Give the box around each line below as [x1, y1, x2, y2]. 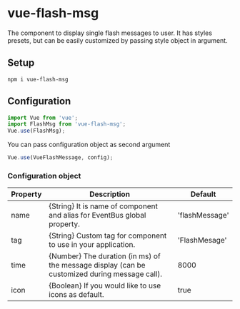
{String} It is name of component [49, 201, 159, 211]
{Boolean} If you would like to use [49, 280, 161, 290]
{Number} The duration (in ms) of [49, 251, 161, 261]
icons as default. [49, 290, 105, 300]
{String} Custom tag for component [49, 231, 167, 240]
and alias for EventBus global [49, 211, 146, 221]
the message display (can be [49, 260, 146, 270]
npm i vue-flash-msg [7, 76, 69, 83]
